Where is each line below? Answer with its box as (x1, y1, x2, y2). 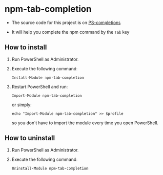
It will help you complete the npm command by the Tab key (11, 29, 130, 35)
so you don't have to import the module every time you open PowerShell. (11, 120, 159, 126)
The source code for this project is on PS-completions (11, 20, 121, 25)
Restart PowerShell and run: (11, 84, 68, 89)
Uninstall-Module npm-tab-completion (11, 166, 89, 171)
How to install (4, 43, 47, 52)
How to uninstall (4, 134, 55, 142)
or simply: (11, 102, 32, 108)
